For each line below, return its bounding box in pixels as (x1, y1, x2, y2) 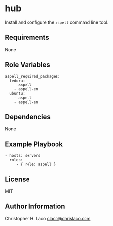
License (5, 175, 30, 183)
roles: (9, 158, 23, 163)
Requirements (5, 33, 49, 42)
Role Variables (5, 61, 50, 69)
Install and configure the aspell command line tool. (5, 19, 109, 25)
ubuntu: (9, 91, 26, 96)
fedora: (9, 78, 26, 83)
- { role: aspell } (16, 162, 56, 167)
